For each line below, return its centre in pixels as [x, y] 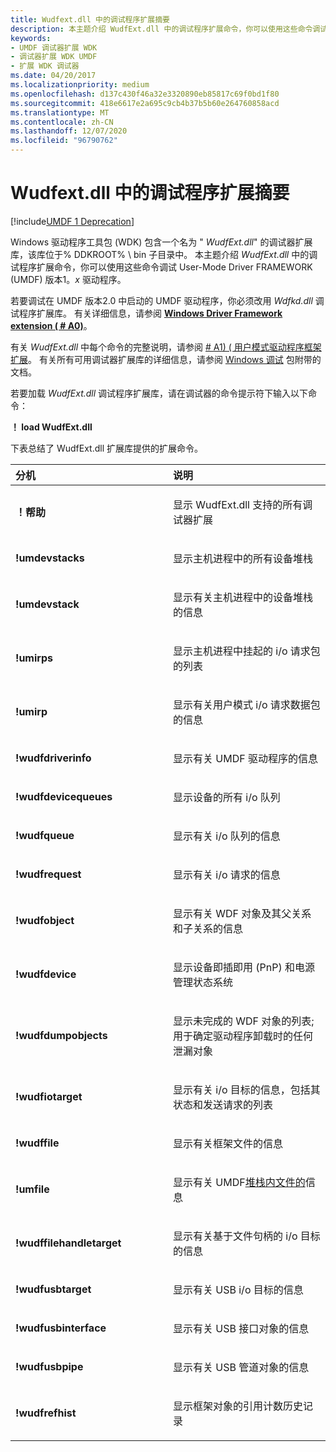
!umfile [32, 1189]
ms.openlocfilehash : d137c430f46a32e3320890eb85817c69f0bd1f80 [145, 94]
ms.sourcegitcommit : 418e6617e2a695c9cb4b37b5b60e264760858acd [145, 103]
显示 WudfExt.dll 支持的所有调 [243, 504]
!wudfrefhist [46, 1413]
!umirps [34, 658]
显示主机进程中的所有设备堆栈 [243, 558]
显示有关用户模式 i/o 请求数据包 [247, 704]
